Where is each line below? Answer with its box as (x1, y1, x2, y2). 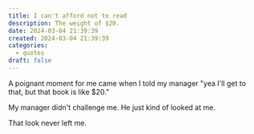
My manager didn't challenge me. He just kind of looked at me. (8, 102, 216, 112)
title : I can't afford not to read (8, 11, 127, 20)
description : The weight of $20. (8, 19, 120, 27)
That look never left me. (8, 118, 87, 128)
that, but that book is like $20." (8, 87, 110, 96)
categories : (8, 42, 48, 50)
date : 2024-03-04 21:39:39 (8, 26, 99, 35)
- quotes (15, 49, 45, 57)
